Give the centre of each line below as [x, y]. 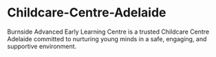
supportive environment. [42, 46]
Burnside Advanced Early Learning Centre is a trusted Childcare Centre [108, 32]
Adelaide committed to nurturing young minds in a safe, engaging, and [107, 38]
